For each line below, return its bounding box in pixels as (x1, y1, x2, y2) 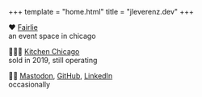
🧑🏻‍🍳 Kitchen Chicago (8, 47, 80, 56)
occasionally (8, 80, 51, 89)
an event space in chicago (8, 32, 96, 40)
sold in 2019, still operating (8, 56, 98, 65)
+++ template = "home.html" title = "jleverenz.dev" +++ (8, 7, 194, 16)
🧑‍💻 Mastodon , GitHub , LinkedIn (8, 71, 113, 80)
